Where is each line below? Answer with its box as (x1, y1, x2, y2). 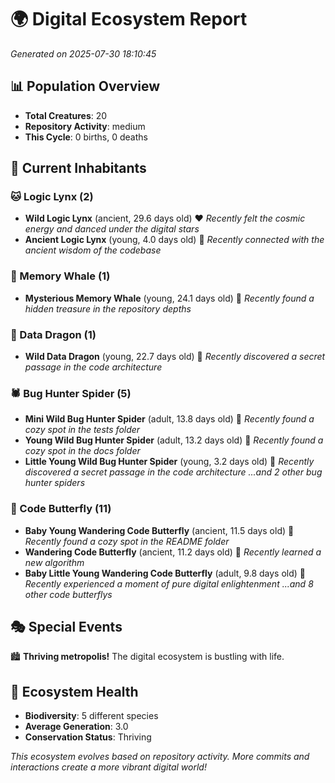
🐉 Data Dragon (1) (10, 327, 97, 341)
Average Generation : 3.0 (24, 721, 129, 733)
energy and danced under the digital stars (24, 223, 200, 235)
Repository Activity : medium (24, 120, 146, 132)
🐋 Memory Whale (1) (10, 269, 111, 283)
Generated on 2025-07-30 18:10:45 (10, 47, 157, 60)
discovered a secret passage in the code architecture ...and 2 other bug (24, 466, 323, 478)
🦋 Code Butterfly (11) (10, 502, 112, 516)
